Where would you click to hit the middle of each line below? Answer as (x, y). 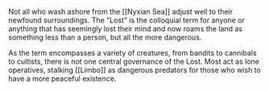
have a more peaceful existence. (62, 79)
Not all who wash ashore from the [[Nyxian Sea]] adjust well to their (121, 12)
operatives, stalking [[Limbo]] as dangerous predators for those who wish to (135, 70)
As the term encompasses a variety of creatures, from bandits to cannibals (132, 53)
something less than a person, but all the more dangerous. (105, 37)
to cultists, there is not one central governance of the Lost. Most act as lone (134, 61)
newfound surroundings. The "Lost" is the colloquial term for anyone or (127, 20)
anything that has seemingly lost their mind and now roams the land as (126, 29)
